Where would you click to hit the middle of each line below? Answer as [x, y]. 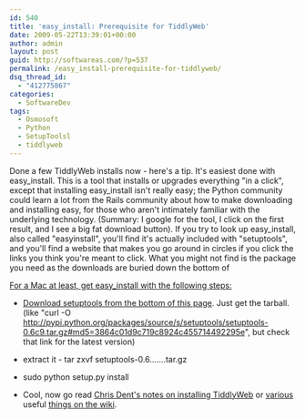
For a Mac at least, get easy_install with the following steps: [121, 285]
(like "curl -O [46, 312]
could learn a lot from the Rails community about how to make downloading [151, 199]
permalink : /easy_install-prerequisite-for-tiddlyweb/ [116, 69]
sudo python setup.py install [76, 377]
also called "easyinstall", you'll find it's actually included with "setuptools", [149, 239]
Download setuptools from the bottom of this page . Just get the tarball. [156, 302]
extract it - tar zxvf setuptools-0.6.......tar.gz [105, 359]
